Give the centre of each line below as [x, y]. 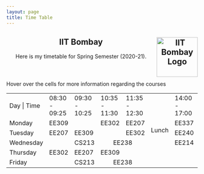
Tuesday [22, 133]
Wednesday [26, 143]
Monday [21, 123]
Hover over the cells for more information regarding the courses [86, 84]
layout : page [23, 12]
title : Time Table [29, 18]
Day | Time [25, 106]
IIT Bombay [81, 42]
